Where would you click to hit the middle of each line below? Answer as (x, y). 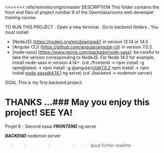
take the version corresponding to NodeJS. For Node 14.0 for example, (83, 57)
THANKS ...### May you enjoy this (77, 102)
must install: (17, 32)
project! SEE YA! (39, 113)
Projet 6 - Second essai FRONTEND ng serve (51, 126)
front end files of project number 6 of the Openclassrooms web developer (80, 12)
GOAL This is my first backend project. (44, 82)
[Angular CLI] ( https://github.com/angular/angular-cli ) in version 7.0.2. (82, 47)
